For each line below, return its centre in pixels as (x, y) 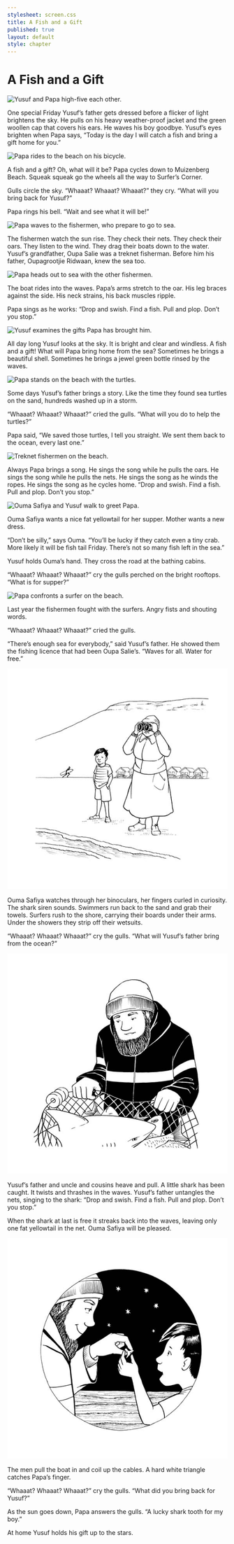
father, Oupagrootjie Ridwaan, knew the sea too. (77, 261)
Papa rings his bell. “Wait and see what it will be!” (78, 212)
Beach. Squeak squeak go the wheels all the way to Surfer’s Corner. (105, 177)
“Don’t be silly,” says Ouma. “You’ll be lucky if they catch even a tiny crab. (114, 540)
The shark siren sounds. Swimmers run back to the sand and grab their (109, 908)
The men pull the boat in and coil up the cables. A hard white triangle (107, 1470)
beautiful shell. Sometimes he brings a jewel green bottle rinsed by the (109, 359)
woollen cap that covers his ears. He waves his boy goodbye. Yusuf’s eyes (115, 128)
